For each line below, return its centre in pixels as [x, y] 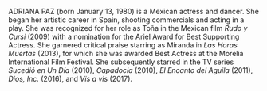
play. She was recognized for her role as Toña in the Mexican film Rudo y [128, 28]
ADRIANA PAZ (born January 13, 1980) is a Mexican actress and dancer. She [133, 11]
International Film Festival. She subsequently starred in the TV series [121, 62]
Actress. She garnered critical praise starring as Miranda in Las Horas [123, 45]
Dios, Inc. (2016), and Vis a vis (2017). [71, 79]
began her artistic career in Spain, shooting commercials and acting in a [126, 20]
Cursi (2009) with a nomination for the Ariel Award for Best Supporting [124, 36]
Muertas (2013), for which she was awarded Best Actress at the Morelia [126, 53]
